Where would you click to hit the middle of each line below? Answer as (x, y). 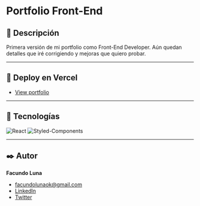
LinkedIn (25, 191)
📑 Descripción (33, 33)
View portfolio (32, 92)
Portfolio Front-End (54, 11)
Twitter (24, 197)
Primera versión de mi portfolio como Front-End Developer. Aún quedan (94, 47)
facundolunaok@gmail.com (48, 185)
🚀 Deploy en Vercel (42, 78)
